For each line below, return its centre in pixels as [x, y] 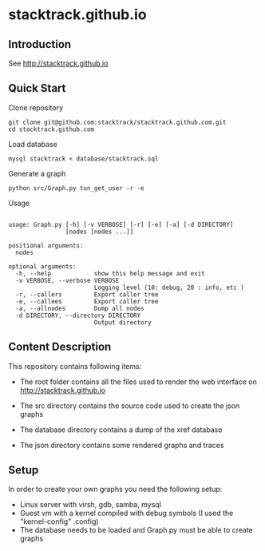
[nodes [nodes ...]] [99, 232]
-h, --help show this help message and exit [110, 273]
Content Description [60, 347]
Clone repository [36, 107]
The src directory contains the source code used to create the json [130, 406]
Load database [33, 144]
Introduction [40, 44]
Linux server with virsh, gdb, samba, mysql [91, 505]
